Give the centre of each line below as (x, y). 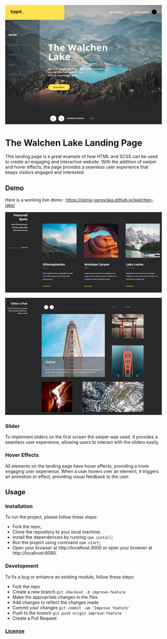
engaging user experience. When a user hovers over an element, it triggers (82, 471)
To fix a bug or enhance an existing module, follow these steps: (70, 577)
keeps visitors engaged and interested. (45, 172)
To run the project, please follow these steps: (51, 517)
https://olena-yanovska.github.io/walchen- (109, 200)
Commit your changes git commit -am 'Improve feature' (71, 607)
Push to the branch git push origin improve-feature (67, 613)
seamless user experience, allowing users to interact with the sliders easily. (83, 442)
